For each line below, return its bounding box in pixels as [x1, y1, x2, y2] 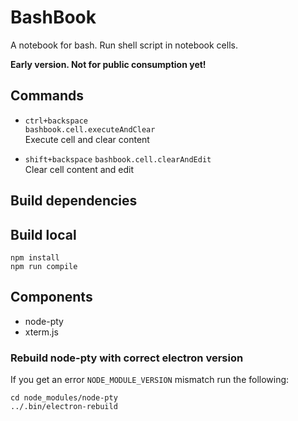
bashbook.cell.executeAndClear [24, 124, 156, 135]
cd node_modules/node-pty [10, 393, 118, 403]
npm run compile [10, 261, 78, 271]
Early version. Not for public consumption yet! [10, 58, 207, 70]
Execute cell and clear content [24, 133, 150, 145]
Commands [10, 87, 85, 105]
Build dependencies [10, 192, 138, 210]
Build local [10, 226, 77, 243]
